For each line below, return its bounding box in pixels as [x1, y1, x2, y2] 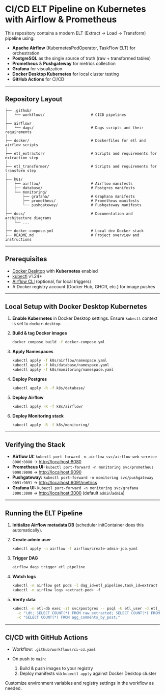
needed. [5, 685, 22, 691]
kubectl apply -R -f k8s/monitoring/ [12, 422, 90, 427]
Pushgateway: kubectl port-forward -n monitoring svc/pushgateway [12, 474, 154, 480]
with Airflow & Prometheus [5, 14, 117, 25]
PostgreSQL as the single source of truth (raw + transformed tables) [12, 55, 151, 61]
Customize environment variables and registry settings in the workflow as [5, 680, 154, 686]
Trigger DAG [12, 555, 38, 561]
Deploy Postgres [12, 376, 47, 382]
